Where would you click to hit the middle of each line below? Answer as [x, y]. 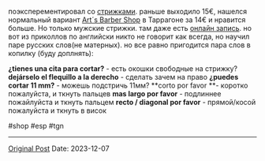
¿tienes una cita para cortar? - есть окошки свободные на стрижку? [123, 69]
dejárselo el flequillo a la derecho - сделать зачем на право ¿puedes [123, 77]
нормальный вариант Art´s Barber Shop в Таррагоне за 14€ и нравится [127, 20]
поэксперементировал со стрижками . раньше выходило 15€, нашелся [128, 11]
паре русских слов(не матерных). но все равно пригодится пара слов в [129, 45]
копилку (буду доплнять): [51, 53]
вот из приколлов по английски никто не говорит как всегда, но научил [129, 36]
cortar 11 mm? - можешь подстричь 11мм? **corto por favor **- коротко [128, 85]
